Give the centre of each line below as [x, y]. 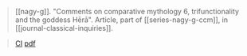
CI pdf [25, 43]
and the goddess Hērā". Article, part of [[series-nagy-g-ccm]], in [122, 20]
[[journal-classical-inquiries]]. [64, 28]
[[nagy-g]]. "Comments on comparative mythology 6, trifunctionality [127, 11]
